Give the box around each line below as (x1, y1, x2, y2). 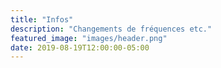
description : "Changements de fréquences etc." (10, 24, 213, 34)
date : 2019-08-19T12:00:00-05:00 (10, 42, 150, 53)
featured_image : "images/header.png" (10, 33, 168, 43)
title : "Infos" (10, 14, 74, 25)
